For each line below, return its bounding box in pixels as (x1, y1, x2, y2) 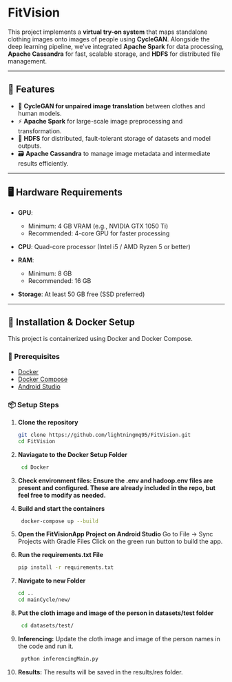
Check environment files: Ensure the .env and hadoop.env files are (17, 476, 213, 485)
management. (8, 57, 48, 65)
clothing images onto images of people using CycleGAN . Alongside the (8, 35, 210, 43)
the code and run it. (17, 642, 74, 650)
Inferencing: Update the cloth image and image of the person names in (17, 634, 221, 643)
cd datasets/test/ (21, 623, 74, 630)
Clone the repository (17, 418, 78, 426)
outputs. (17, 142, 42, 150)
